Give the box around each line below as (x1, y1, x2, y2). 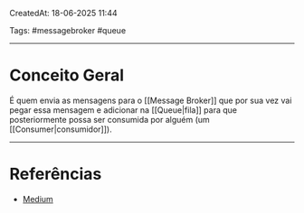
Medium (22, 193, 54, 204)
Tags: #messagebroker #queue (9, 25, 127, 35)
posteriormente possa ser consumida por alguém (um (9, 114, 210, 125)
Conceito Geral (9, 65, 125, 86)
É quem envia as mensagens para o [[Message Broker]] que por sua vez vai (9, 95, 292, 106)
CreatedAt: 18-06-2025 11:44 (9, 8, 118, 18)
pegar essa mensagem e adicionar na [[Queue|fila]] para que (9, 104, 238, 116)
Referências (9, 164, 102, 184)
